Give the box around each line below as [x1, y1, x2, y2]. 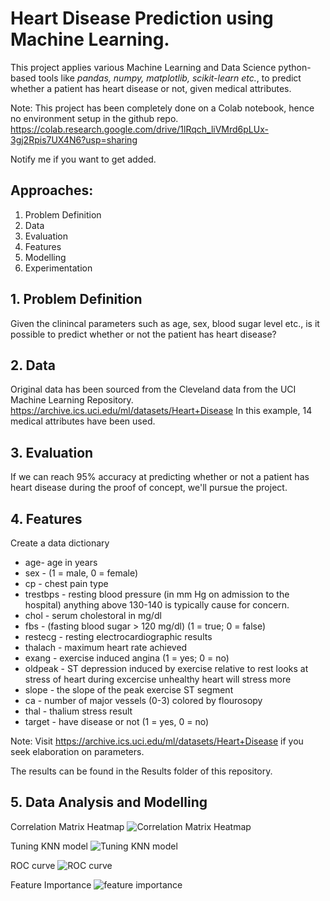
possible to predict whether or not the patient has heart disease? [10, 328, 277, 340]
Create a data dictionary [10, 537, 110, 549]
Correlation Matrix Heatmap [10, 820, 125, 832]
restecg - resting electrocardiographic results [24, 631, 213, 642]
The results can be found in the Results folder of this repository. [10, 765, 273, 777]
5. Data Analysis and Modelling [10, 794, 208, 811]
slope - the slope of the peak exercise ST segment [24, 684, 234, 696]
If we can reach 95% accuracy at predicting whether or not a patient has [10, 471, 310, 483]
